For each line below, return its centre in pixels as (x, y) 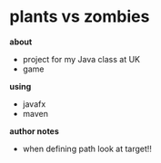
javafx (34, 104)
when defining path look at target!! (87, 149)
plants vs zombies (80, 17)
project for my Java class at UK (81, 59)
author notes (34, 131)
